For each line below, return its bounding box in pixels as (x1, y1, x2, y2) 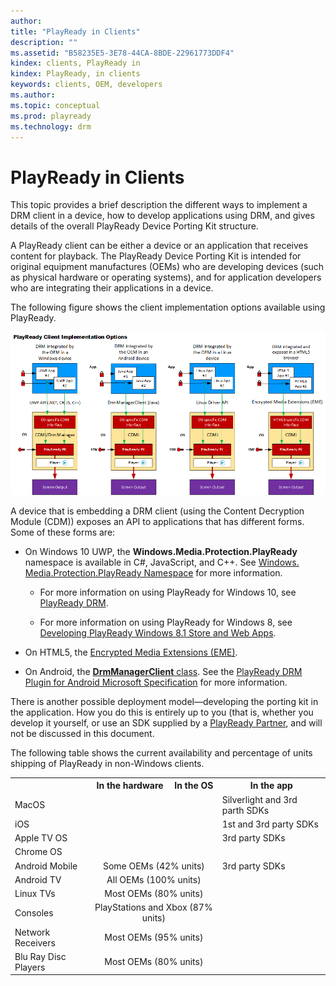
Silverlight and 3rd (221, 793, 298, 805)
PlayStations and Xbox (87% (94, 901, 213, 914)
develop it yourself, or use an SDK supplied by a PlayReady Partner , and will (10, 716, 323, 729)
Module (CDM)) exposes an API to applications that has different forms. (10, 515, 305, 527)
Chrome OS (14, 846, 63, 858)
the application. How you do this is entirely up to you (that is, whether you (10, 706, 314, 718)
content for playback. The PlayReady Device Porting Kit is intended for (10, 250, 302, 262)
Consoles (14, 906, 54, 919)
